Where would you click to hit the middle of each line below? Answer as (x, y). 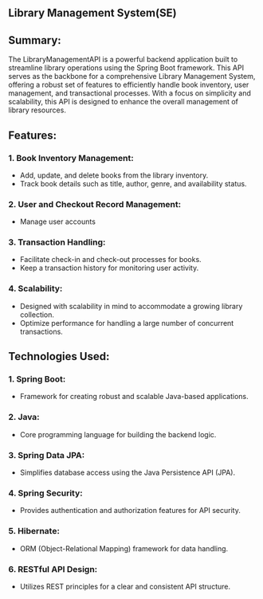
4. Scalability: (35, 288)
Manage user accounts (57, 221)
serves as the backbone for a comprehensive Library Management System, (132, 76)
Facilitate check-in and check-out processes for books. (110, 260)
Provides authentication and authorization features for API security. (130, 511)
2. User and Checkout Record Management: (95, 204)
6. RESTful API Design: (53, 569)
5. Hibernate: (34, 531)
